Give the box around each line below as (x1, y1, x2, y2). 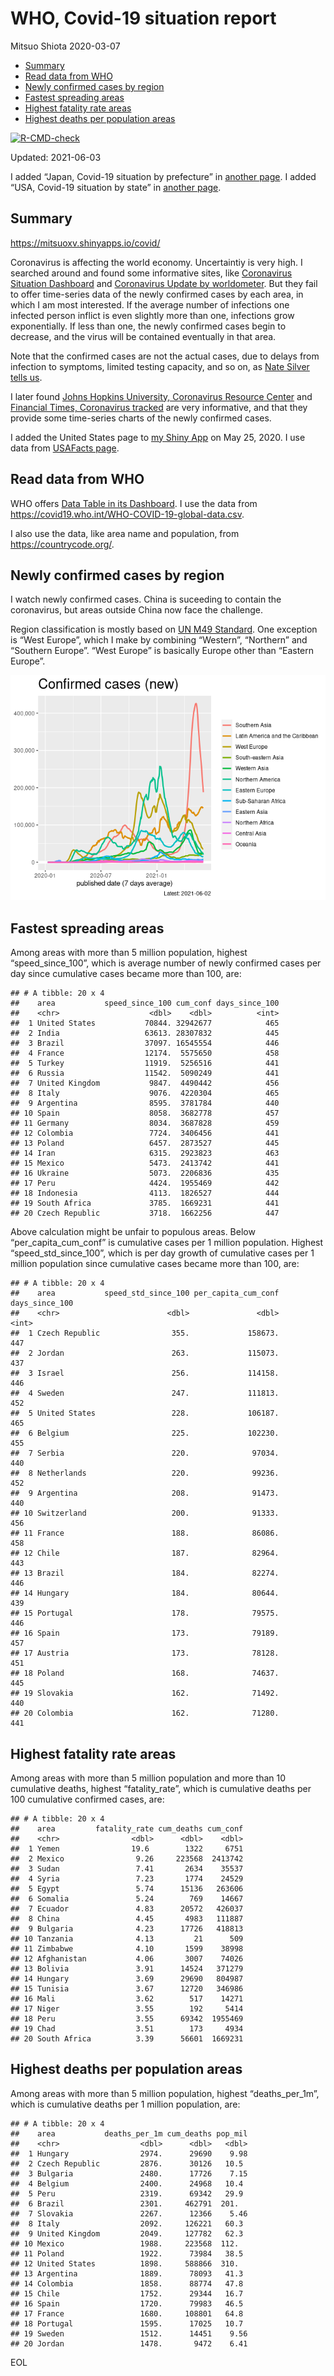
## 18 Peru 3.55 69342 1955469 (10, 2014, 244, 2024)
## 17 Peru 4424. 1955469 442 (10, 1178, 280, 1189)
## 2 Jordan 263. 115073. (10, 1348, 280, 1359)
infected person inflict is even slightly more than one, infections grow (10, 309, 295, 321)
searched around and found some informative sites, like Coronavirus (10, 267, 293, 279)
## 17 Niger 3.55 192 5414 (10, 2004, 244, 2014)
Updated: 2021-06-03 (10, 151, 102, 163)
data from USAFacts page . (10, 442, 120, 454)
